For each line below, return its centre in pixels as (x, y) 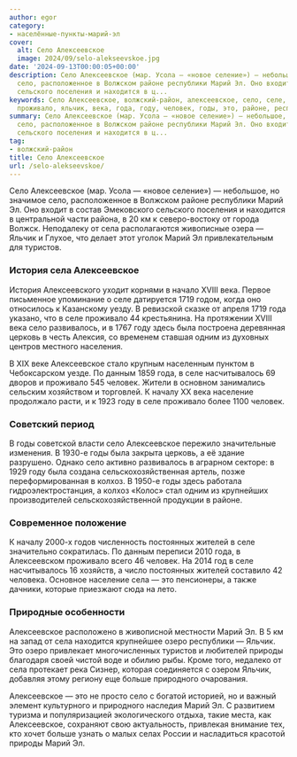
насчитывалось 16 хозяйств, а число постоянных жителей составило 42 (146, 570)
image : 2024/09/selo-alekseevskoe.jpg (89, 59)
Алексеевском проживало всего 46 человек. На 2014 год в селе (131, 561)
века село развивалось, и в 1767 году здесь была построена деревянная (147, 327)
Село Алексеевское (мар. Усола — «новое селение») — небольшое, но (145, 191)
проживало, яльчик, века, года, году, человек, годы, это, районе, (144, 108)
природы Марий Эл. (47, 743)
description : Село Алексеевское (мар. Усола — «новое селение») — (134, 75)
